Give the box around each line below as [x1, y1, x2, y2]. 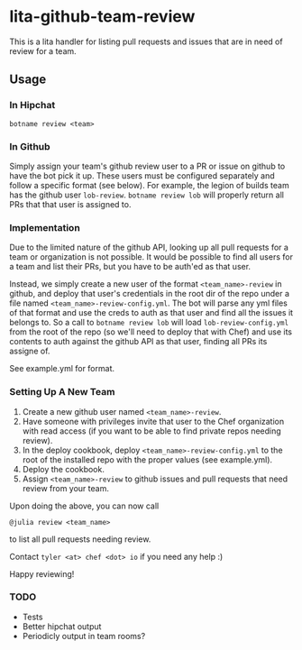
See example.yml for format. [9, 363, 115, 374]
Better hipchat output [22, 620, 102, 632]
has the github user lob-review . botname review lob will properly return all [9, 189, 284, 200]
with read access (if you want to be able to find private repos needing [22, 426, 281, 436]
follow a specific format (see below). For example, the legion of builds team [9, 179, 290, 190]
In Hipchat [9, 99, 56, 112]
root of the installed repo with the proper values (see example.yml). [22, 453, 273, 465]
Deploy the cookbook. [22, 463, 105, 474]
